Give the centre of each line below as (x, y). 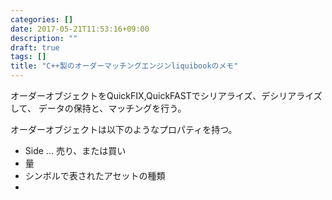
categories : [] (42, 19)
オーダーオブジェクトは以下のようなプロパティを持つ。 (124, 129)
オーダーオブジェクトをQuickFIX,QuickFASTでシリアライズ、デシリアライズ (166, 95)
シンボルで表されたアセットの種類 (95, 175)
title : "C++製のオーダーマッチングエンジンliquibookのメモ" (124, 66)
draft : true (35, 47)
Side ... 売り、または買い (75, 150)
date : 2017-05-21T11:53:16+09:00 (80, 29)
